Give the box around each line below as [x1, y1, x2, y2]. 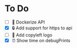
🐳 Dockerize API [11, 19, 45, 25]
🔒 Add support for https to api [11, 25, 73, 31]
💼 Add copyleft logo [11, 32, 52, 38]
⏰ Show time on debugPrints [11, 38, 71, 44]
